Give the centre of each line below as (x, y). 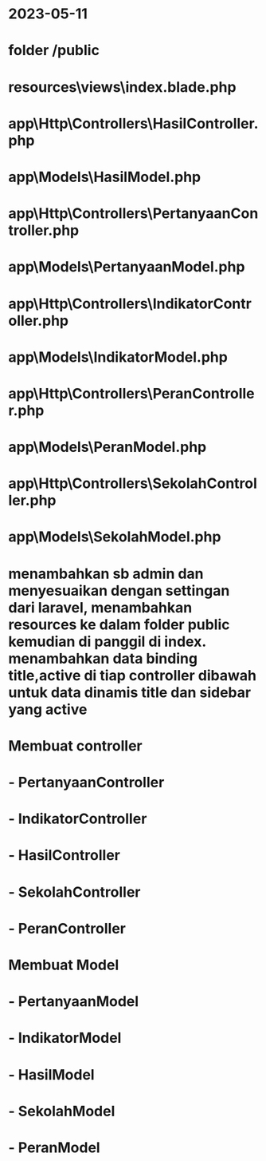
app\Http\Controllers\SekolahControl (133, 483)
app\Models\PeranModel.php (108, 447)
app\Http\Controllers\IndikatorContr (130, 303)
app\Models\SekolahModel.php (115, 537)
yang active (48, 709)
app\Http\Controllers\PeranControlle (131, 393)
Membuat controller (76, 745)
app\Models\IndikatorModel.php (118, 357)
